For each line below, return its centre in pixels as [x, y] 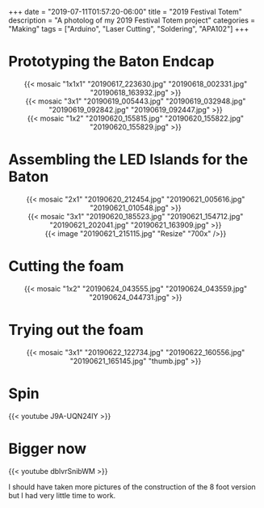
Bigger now [48, 449]
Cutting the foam [66, 267]
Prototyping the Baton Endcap [111, 62]
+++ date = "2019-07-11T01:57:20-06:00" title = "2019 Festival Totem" [125, 12]
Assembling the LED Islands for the [128, 160]
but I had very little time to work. [62, 495]
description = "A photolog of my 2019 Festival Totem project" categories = [132, 20]
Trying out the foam [76, 330]
